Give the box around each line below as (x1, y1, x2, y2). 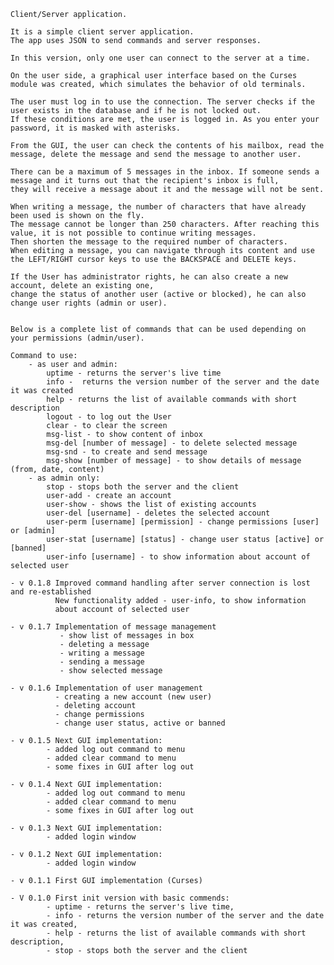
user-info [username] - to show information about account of (46, 552, 311, 562)
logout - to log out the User (46, 412, 172, 422)
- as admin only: (28, 473, 101, 483)
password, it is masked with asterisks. (10, 123, 182, 133)
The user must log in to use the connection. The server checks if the (10, 97, 315, 107)
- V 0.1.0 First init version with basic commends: (10, 893, 230, 903)
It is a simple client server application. (10, 27, 195, 37)
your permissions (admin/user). (10, 333, 145, 343)
